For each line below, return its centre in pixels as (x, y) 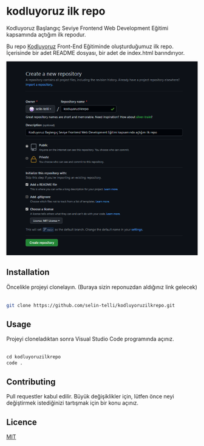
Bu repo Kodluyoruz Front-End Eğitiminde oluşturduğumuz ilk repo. (90, 46)
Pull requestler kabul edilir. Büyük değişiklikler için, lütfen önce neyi (90, 397)
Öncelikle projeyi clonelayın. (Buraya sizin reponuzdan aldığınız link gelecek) (102, 287)
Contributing (31, 382)
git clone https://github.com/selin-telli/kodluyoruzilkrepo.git (90, 305)
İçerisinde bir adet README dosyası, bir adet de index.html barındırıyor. (96, 52)
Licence (22, 422)
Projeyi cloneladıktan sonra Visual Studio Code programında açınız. (90, 339)
